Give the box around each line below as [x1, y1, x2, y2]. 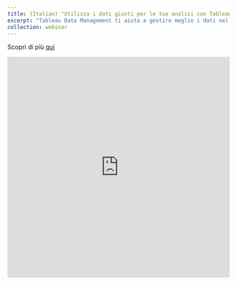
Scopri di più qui [7, 43, 55, 52]
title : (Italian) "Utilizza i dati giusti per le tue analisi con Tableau [7, 10, 232, 18]
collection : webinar [7, 23, 68, 30]
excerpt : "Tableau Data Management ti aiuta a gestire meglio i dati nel [7, 17, 229, 24]
